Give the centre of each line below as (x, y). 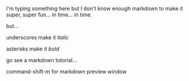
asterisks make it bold (33, 49)
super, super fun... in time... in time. (49, 15)
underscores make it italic (38, 37)
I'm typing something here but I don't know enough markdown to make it (94, 9)
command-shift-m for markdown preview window (66, 72)
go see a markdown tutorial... (42, 60)
